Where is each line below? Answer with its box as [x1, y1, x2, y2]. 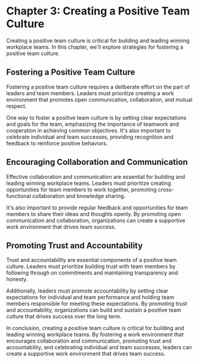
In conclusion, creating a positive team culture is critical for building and [6, 324, 184, 332]
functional [6, 192, 31, 199]
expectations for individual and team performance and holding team [6, 294, 175, 301]
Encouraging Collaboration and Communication [6, 157, 188, 167]
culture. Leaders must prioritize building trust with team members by [6, 263, 176, 270]
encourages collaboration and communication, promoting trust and [6, 337, 172, 344]
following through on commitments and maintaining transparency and [6, 269, 178, 276]
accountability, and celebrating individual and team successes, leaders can [6, 344, 192, 351]
